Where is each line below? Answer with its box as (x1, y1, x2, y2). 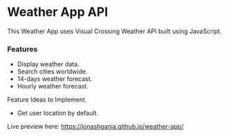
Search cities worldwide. (17, 67, 88, 76)
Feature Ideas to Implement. (7, 95, 87, 104)
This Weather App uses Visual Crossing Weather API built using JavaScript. (7, 27, 222, 35)
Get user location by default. (17, 109, 99, 118)
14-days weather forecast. (17, 75, 93, 83)
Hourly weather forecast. (17, 82, 88, 91)
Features (7, 44, 38, 54)
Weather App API (7, 4, 108, 20)
